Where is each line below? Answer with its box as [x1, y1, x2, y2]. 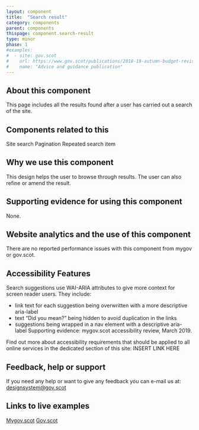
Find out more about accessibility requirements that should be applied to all [6, 338, 190, 346]
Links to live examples [6, 401, 90, 411]
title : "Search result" [6, 14, 68, 20]
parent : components [6, 25, 54, 31]
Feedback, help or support [6, 362, 106, 372]
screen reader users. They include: [6, 290, 92, 298]
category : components [6, 20, 60, 25]
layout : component [6, 8, 52, 15]
